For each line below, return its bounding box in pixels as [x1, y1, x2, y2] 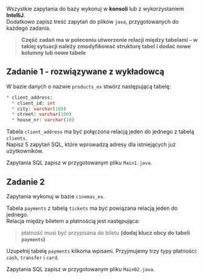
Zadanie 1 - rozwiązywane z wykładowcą [6, 67, 165, 77]
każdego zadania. [6, 24, 51, 32]
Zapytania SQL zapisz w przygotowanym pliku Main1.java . [6, 159, 152, 166]
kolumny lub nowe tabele [21, 49, 86, 56]
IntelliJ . [6, 12, 25, 19]
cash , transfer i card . [6, 254, 59, 261]
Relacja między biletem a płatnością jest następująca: [6, 218, 140, 224]
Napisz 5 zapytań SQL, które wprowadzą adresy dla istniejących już [6, 141, 176, 148]
